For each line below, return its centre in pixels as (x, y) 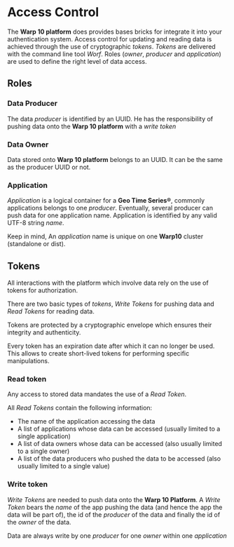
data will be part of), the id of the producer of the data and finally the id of (114, 514)
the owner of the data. (39, 522)
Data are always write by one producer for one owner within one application (117, 535)
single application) (44, 436)
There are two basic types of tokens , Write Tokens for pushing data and (111, 304)
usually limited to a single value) (63, 466)
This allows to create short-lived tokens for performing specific (98, 353)
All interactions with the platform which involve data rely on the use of (108, 283)
